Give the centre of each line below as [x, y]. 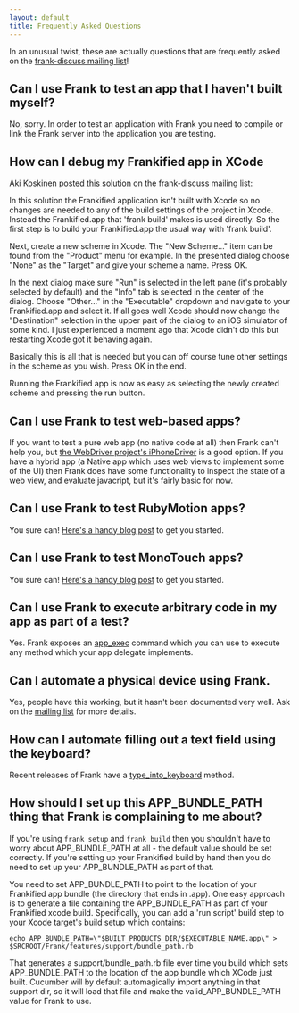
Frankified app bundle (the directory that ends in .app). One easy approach [147, 893]
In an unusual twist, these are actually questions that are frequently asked [145, 51]
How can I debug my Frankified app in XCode [137, 162]
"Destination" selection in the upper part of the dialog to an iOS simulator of [148, 320]
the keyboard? [50, 754]
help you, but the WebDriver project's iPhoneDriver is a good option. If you [146, 452]
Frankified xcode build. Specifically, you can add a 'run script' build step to [146, 912]
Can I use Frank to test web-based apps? [125, 421]
